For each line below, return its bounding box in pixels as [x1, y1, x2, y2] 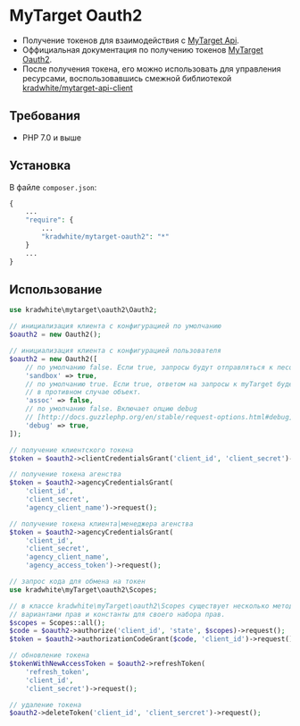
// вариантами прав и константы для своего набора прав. [9, 610, 226, 619]
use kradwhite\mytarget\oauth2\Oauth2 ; [9, 306, 158, 315]
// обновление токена [9, 651, 90, 660]
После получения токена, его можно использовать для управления [21, 63, 281, 74]
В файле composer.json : [9, 181, 97, 192]
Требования [9, 108, 80, 123]
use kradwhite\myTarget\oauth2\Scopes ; [9, 585, 158, 595]
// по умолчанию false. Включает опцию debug [25, 404, 198, 414]
